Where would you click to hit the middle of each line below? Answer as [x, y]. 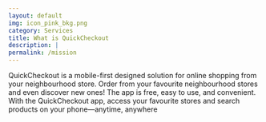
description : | [34, 45]
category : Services [41, 30]
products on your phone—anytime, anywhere [83, 109]
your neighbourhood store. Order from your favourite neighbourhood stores [133, 84]
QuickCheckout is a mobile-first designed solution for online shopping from [133, 75]
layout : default [35, 16]
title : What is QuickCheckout [59, 38]
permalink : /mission [43, 53]
